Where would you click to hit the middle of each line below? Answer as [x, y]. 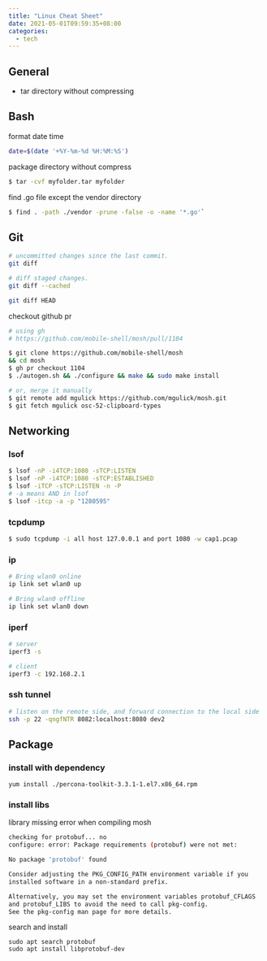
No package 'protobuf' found [58, 860]
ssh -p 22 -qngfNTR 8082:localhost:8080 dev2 [86, 719]
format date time [36, 136]
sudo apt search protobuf [52, 942]
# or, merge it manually [50, 390]
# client [23, 666]
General [29, 71]
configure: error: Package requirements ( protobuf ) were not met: [123, 845]
